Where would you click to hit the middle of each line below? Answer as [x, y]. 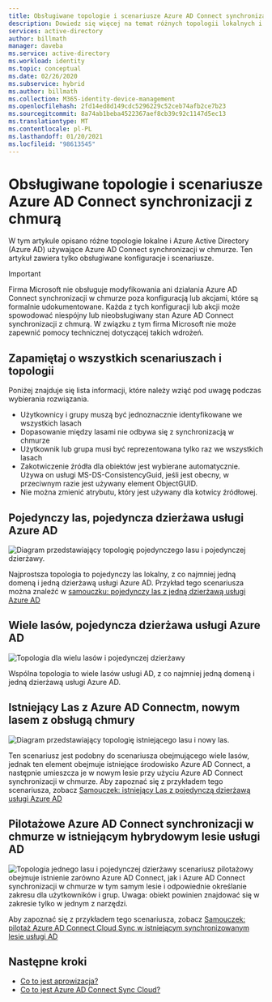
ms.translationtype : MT [49, 122]
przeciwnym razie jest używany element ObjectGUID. [109, 484]
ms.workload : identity [47, 62]
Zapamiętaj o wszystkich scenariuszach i [115, 358]
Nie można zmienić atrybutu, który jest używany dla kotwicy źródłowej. [138, 492]
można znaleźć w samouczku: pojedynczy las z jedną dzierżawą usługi [127, 592]
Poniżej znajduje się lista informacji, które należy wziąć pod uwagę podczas [135, 391]
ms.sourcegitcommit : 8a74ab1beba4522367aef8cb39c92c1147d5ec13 [117, 114]
